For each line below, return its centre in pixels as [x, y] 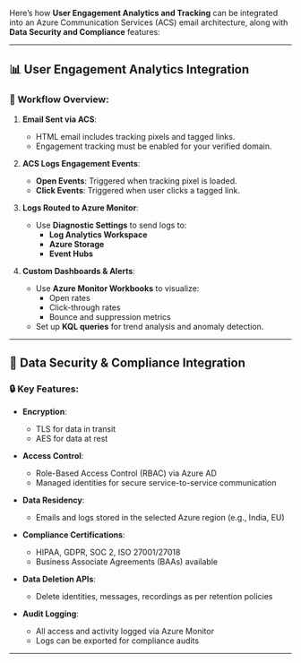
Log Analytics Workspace [98, 234]
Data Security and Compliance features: [85, 32]
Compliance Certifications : [73, 535]
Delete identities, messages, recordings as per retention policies [154, 597]
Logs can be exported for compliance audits [117, 641]
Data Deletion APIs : [59, 579]
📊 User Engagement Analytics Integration [129, 69]
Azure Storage [77, 244]
